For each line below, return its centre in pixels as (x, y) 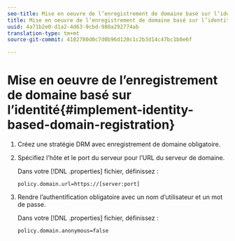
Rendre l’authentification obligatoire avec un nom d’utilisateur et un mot (120, 197)
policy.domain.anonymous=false (63, 231)
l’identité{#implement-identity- (100, 110)
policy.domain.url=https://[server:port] (78, 184)
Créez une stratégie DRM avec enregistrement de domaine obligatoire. (119, 145)
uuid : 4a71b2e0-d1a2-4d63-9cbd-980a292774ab (73, 27)
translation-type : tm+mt (43, 33)
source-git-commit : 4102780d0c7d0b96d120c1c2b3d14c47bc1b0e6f (100, 40)
